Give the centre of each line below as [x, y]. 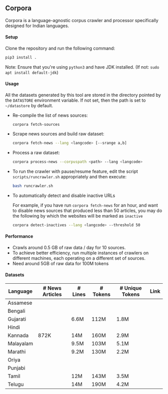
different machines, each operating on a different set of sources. [79, 258]
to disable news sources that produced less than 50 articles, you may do [87, 211]
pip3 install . [21, 58]
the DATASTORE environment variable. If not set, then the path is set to [75, 100]
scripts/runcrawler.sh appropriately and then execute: [69, 176]
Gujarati [17, 319]
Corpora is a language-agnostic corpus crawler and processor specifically [82, 20]
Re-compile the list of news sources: [50, 115]
